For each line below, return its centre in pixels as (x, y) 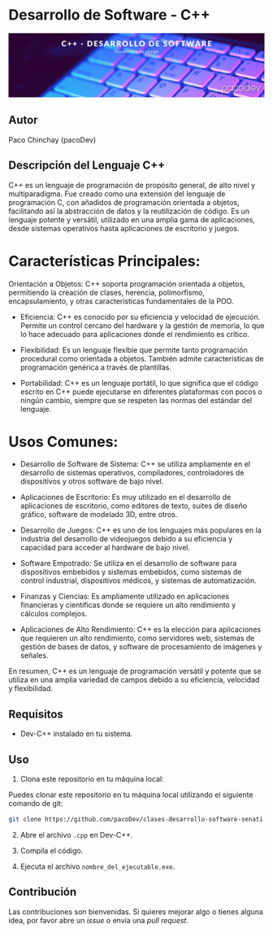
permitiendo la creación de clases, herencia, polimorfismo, (107, 292)
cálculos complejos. (54, 614)
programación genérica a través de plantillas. (96, 367)
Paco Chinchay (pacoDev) (52, 139)
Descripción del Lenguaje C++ (87, 166)
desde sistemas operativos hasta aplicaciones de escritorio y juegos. (124, 228)
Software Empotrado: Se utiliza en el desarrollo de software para (128, 563)
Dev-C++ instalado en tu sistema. (76, 734)
